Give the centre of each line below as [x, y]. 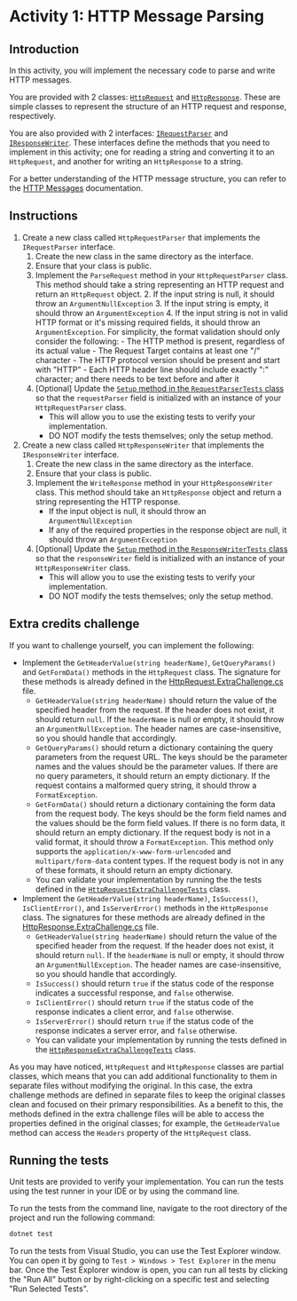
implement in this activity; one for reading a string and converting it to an [142, 152]
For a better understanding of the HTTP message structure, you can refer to [148, 178]
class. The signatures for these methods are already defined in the [144, 917]
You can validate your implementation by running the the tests [148, 879]
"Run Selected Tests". [49, 1289]
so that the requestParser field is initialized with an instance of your [158, 398]
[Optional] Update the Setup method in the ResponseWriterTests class [161, 549]
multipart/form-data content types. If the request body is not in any [160, 861]
